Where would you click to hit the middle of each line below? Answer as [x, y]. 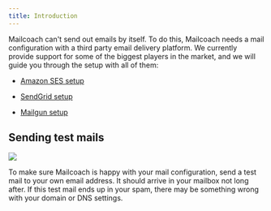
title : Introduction [43, 16]
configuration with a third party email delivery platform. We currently [123, 47]
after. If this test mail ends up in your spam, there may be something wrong [134, 189]
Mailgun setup [44, 112]
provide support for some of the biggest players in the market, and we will [132, 56]
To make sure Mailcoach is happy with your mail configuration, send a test [133, 172]
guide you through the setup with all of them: [84, 65]
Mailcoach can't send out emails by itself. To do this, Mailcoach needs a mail [136, 39]
